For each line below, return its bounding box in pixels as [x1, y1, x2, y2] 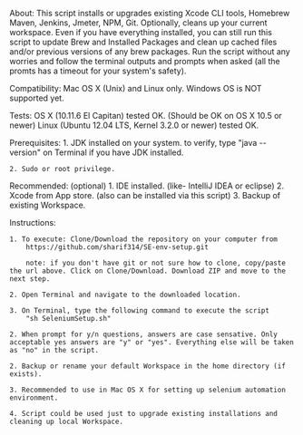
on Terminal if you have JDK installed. [42, 147, 184, 158]
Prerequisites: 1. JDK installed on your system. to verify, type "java [9, 138, 258, 148]
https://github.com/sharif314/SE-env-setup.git [25, 243, 209, 252]
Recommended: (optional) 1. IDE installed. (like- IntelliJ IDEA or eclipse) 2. [9, 180, 284, 191]
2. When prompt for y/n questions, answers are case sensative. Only [9, 330, 279, 339]
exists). [9, 370, 43, 379]
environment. [9, 393, 59, 402]
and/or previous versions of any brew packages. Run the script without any [9, 46, 290, 57]
